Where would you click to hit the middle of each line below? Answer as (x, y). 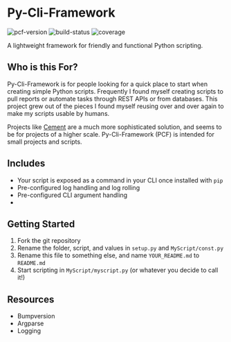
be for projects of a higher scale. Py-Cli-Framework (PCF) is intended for (111, 134)
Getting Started (41, 224)
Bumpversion (36, 316)
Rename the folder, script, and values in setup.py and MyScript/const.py (120, 248)
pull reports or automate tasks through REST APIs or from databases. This (112, 99)
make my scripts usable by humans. (58, 113)
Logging (29, 331)
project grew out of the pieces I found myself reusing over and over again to (115, 106)
